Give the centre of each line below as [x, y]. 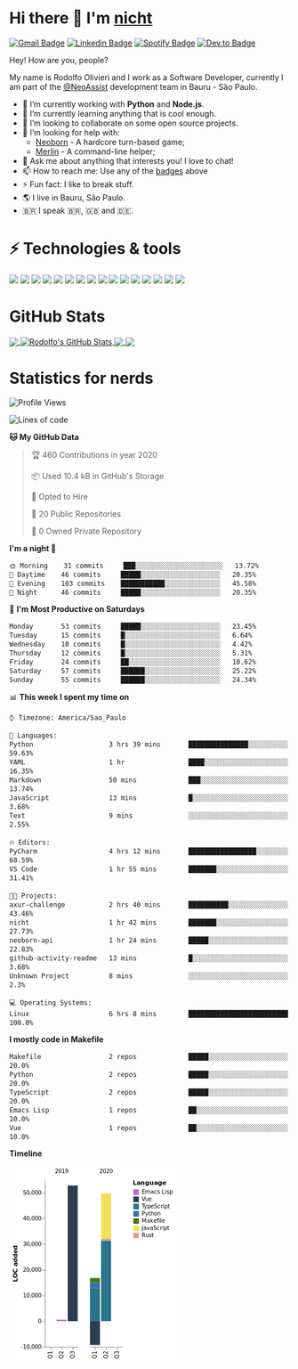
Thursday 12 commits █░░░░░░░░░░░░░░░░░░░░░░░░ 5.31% [131, 654]
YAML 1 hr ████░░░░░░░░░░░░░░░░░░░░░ [149, 762]
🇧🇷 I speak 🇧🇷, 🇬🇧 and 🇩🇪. [77, 210]
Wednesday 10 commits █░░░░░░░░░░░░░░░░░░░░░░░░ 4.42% [131, 645]
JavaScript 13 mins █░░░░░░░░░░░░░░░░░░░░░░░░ [149, 798]
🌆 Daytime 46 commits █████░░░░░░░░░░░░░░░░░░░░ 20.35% [133, 575]
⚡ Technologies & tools [95, 249]
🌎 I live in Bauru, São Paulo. [74, 197]
